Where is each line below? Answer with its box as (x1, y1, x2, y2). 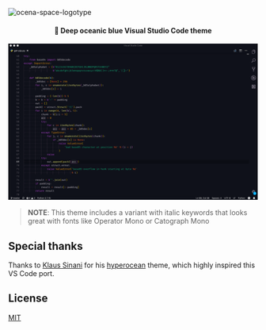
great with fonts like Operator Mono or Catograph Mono (27, 217, 210, 226)
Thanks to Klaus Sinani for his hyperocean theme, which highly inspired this (8, 260, 256, 270)
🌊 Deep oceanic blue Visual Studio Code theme (54, 25, 212, 35)
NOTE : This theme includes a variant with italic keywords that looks (27, 208, 248, 217)
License (8, 292, 48, 305)
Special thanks (8, 239, 83, 253)
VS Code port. (8, 269, 55, 278)
